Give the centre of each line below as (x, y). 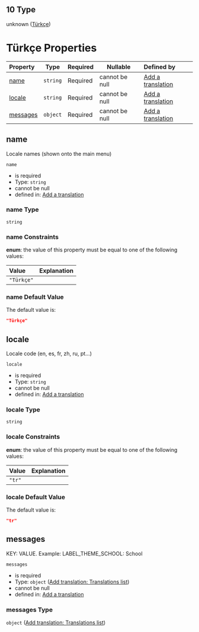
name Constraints (33, 237)
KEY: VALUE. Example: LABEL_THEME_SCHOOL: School (75, 553)
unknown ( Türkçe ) (29, 24)
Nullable (118, 66)
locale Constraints (33, 437)
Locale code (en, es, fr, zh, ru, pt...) (49, 354)
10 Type (21, 10)
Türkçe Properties (52, 48)
